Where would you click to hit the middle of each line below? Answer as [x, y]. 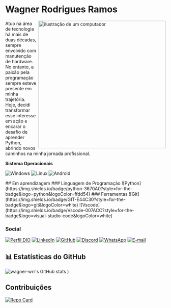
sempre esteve [21, 83]
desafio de [17, 132]
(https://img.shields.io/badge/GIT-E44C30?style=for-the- [66, 199]
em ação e [16, 121]
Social [13, 229]
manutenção [18, 56]
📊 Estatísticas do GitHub [46, 257]
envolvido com [21, 50]
